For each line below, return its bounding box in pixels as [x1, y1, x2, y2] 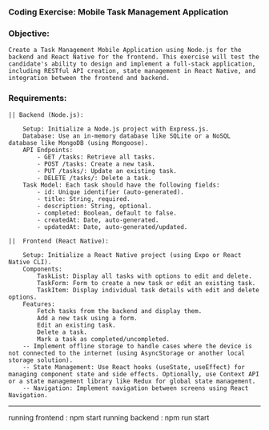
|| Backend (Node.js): [8, 111, 84, 119]
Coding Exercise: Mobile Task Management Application [8, 6, 229, 18]
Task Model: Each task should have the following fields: [22, 181, 220, 189]
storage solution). [8, 356, 74, 364]
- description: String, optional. [37, 202, 152, 210]
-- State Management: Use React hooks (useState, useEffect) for [22, 363, 246, 371]
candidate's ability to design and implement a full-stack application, [8, 60, 256, 68]
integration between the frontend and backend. [8, 74, 171, 82]
